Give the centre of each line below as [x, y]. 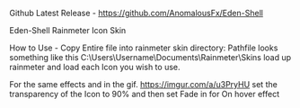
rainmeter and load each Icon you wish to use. [95, 67]
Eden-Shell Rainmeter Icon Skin [68, 30]
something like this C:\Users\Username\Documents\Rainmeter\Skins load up [150, 57]
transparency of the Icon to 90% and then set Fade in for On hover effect [145, 94]
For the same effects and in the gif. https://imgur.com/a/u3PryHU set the [144, 84]
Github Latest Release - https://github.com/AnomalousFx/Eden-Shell [136, 13]
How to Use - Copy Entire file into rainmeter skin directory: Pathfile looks [144, 48]
